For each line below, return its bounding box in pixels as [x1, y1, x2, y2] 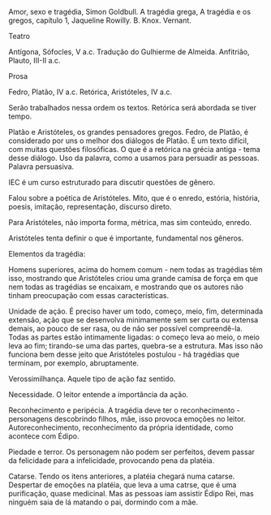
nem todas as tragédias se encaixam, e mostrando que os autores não [8, 282, 243, 292]
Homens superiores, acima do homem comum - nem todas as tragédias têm [8, 265, 263, 275]
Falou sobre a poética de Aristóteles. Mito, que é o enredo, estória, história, [8, 193, 260, 202]
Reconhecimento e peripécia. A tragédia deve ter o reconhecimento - [8, 405, 241, 415]
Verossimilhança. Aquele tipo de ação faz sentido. [8, 374, 176, 383]
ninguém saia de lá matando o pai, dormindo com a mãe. [8, 497, 199, 507]
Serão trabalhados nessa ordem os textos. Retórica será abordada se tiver [8, 103, 257, 112]
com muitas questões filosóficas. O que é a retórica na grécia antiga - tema [8, 145, 261, 154]
